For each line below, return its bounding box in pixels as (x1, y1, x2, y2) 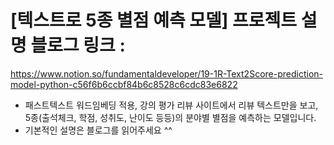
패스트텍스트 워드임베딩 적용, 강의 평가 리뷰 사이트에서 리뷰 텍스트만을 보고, (24, 99, 319, 111)
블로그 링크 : (30, 34, 126, 57)
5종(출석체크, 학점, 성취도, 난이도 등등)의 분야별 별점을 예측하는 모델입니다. (24, 111, 317, 123)
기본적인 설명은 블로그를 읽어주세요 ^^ (24, 124, 173, 136)
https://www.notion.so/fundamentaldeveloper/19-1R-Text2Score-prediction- (10, 67, 323, 80)
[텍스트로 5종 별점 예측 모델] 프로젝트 (10, 9, 298, 32)
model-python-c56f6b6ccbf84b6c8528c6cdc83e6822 (10, 78, 238, 90)
